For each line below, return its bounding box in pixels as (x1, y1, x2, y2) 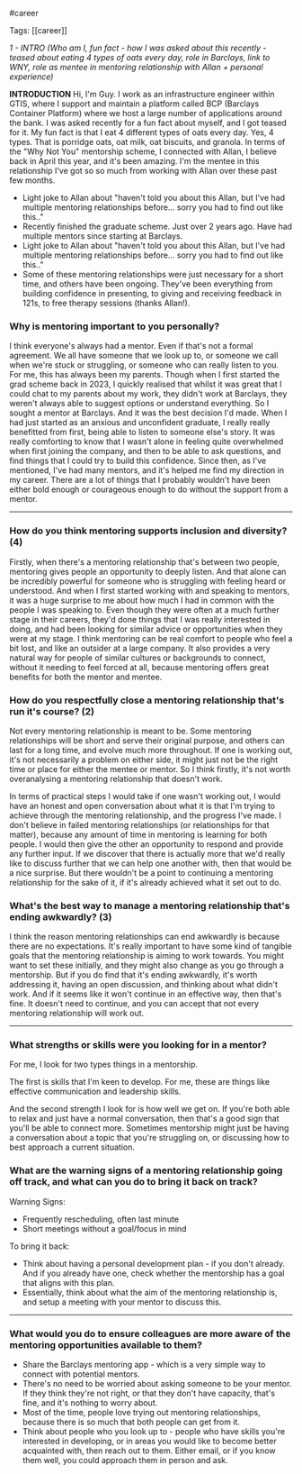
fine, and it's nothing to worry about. (22, 1397, 158, 1408)
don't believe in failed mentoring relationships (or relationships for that (9, 819, 270, 830)
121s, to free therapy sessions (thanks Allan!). (22, 297, 191, 308)
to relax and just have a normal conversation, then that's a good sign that (9, 1113, 280, 1124)
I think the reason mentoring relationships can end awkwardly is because (9, 932, 280, 942)
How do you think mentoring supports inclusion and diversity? (9, 524, 288, 537)
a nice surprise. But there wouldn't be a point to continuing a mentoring (9, 867, 274, 878)
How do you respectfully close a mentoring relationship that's (9, 694, 285, 706)
